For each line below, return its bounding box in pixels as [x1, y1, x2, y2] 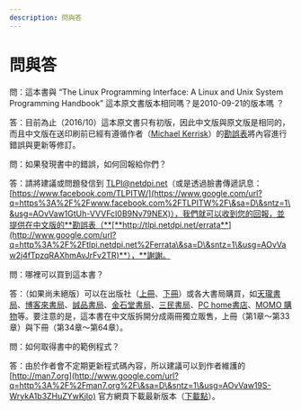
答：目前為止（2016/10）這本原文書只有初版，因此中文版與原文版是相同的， [9, 116, 290, 127]
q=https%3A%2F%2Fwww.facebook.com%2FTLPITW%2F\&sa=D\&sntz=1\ [9, 197, 291, 208]
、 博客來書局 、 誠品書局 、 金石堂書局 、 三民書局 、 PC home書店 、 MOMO [17, 299, 282, 310]
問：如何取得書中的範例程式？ [9, 341, 120, 351]
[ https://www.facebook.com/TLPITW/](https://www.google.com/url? [9, 187, 262, 198]
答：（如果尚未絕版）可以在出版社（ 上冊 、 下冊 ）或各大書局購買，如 [9, 287, 258, 298]
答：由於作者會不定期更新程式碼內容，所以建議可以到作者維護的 [9, 360, 245, 370]
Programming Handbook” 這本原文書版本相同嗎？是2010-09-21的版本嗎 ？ [9, 97, 285, 108]
